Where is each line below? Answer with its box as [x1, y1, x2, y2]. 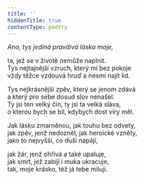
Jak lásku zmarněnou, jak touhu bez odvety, [7, 121, 136, 130]
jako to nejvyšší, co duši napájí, [7, 136, 98, 145]
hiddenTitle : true [7, 17, 61, 24]
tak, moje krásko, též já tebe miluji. [7, 165, 108, 174]
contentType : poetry [7, 23, 68, 30]
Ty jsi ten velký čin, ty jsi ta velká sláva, [7, 100, 121, 109]
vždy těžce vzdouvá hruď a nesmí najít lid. [7, 71, 131, 80]
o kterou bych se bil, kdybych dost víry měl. [7, 107, 134, 116]
